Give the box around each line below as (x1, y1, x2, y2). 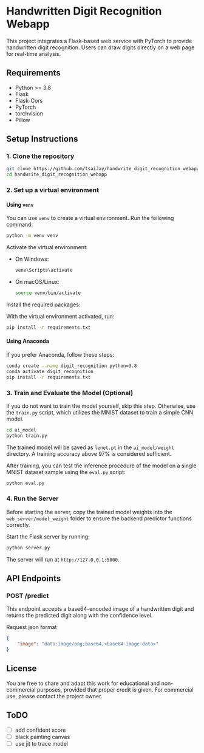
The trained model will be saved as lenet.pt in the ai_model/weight (6, 444, 175, 451)
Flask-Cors (15, 97, 43, 104)
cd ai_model (6, 427, 36, 433)
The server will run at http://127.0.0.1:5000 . (6, 555, 120, 563)
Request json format (6, 624, 57, 631)
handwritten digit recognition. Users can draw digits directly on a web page (6, 44, 195, 51)
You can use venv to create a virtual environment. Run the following (6, 215, 174, 222)
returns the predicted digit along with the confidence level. (6, 612, 153, 619)
